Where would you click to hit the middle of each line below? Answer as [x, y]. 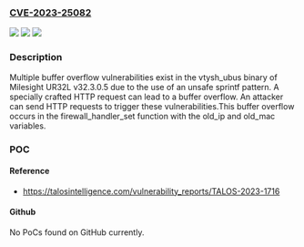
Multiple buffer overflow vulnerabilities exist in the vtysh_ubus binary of [143, 77]
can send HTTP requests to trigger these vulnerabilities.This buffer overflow [152, 106]
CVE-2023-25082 [51, 13]
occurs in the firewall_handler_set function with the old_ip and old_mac [142, 116]
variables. [28, 126]
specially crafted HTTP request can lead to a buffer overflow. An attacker [147, 97]
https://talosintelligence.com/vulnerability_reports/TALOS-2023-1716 [151, 191]
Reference [30, 171]
